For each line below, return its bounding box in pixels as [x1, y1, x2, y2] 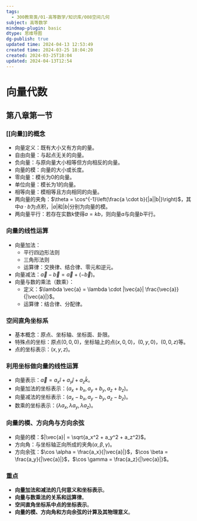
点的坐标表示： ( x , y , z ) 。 [14, 346, 74, 353]
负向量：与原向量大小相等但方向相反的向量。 [14, 159, 123, 166]
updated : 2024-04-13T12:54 [6, 58, 72, 64]
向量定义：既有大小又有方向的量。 [14, 144, 98, 151]
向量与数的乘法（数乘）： [14, 278, 75, 285]
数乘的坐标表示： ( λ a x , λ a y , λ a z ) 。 [14, 402, 96, 410]
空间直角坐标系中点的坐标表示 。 [14, 501, 92, 508]
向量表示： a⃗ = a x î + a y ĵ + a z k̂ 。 [14, 376, 94, 385]
